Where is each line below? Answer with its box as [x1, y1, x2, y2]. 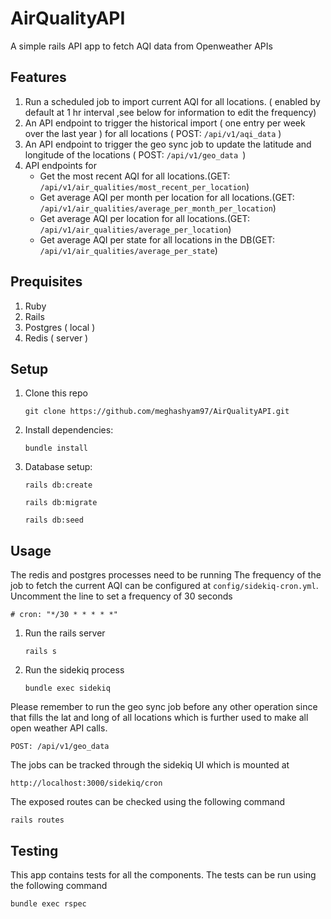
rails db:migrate [24, 498, 98, 508]
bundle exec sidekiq [24, 683, 111, 694]
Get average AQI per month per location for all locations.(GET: [39, 191, 295, 203]
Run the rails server [24, 627, 106, 639]
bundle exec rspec [10, 899, 87, 909]
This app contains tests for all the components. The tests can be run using [10, 869, 317, 881]
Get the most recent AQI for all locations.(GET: [39, 170, 231, 182]
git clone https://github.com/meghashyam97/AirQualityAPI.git [24, 407, 290, 417]
